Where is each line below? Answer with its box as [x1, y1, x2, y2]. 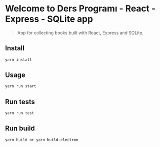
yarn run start [5, 84, 37, 89]
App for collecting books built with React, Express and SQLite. [17, 30, 144, 36]
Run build [5, 124, 35, 133]
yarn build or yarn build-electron [5, 137, 79, 142]
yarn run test [5, 110, 35, 116]
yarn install [5, 57, 32, 62]
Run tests [5, 97, 35, 106]
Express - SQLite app [5, 13, 93, 25]
